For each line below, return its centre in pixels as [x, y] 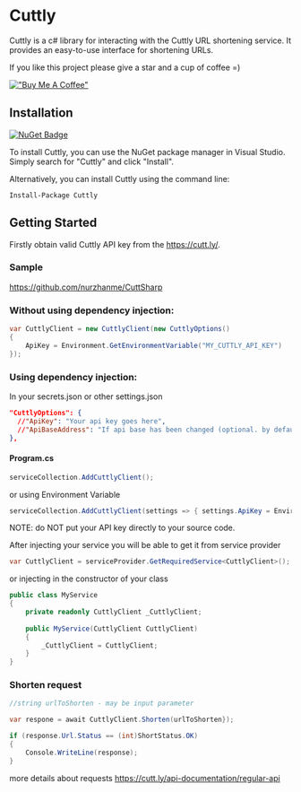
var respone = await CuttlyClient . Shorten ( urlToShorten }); [122, 720]
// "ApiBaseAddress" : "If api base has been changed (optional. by [144, 430]
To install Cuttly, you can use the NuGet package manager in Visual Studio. [147, 152]
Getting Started [53, 223]
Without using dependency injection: [92, 310]
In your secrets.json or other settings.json [86, 396]
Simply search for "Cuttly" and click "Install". [92, 161]
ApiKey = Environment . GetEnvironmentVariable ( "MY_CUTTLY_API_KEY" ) [154, 345]
